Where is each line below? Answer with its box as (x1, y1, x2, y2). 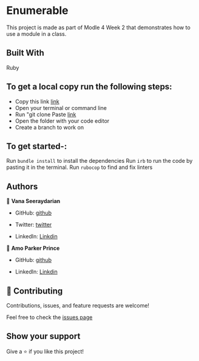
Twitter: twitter (15, 221, 52, 229)
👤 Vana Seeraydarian (6, 198, 61, 205)
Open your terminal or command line (15, 104, 107, 111)
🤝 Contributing (6, 286, 63, 296)
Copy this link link (15, 98, 59, 105)
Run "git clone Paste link (15, 111, 76, 118)
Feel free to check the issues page (6, 314, 93, 321)
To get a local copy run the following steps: (6, 81, 172, 92)
